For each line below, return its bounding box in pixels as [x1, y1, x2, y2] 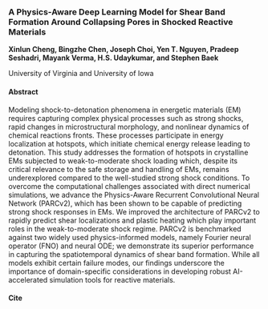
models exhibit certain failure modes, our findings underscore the [8, 258, 225, 267]
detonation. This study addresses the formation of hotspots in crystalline [8, 147, 249, 157]
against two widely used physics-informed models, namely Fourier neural [8, 232, 251, 242]
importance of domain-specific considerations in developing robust [8, 267, 231, 276]
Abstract [8, 86, 39, 96]
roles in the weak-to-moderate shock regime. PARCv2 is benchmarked [8, 223, 242, 234]
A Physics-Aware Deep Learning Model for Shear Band [8, 6, 226, 18]
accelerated [8, 275, 48, 284]
